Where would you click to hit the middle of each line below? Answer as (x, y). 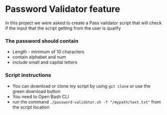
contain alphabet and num (39, 57)
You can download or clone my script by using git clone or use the (81, 86)
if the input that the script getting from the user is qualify (63, 28)
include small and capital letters (45, 62)
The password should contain (42, 41)
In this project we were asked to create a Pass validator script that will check (83, 23)
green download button (36, 91)
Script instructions (28, 75)
